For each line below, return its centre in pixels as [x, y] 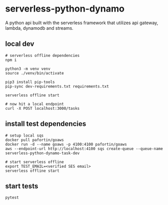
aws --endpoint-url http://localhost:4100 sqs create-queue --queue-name [84, 149]
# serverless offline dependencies [43, 55]
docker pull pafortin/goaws [35, 140]
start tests [22, 186]
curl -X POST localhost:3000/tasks [43, 108]
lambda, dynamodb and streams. [39, 28]
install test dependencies [46, 124]
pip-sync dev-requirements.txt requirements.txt [57, 86]
